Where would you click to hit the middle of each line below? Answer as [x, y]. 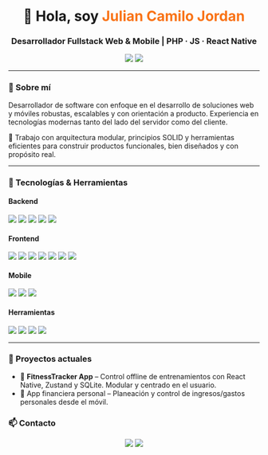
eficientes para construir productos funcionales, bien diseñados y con [124, 146]
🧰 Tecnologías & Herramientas [68, 182]
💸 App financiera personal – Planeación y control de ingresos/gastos [132, 393]
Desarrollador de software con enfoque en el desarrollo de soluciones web [131, 105]
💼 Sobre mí [30, 88]
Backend [23, 202]
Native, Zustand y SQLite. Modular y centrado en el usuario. [118, 385]
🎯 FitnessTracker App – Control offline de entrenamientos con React [132, 376]
